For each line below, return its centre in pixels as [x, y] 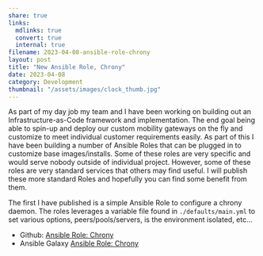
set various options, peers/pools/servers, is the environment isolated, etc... [131, 220]
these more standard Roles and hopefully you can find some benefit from [128, 179]
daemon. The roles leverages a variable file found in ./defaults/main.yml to [132, 212]
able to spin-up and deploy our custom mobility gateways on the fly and [126, 128]
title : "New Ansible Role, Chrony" [67, 67]
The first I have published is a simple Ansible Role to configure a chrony [125, 203]
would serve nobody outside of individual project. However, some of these [130, 162]
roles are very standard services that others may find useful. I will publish [128, 170]
